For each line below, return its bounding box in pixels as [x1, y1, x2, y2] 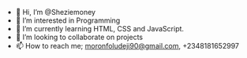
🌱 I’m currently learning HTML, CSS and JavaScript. [15, 24, 184, 33]
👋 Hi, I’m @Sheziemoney [15, 8, 96, 16]
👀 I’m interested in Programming [15, 16, 121, 25]
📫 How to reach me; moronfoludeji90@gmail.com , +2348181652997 [15, 42, 239, 50]
